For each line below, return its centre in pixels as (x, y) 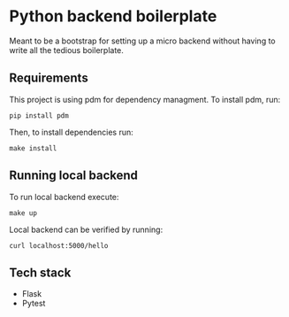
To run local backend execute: (64, 197)
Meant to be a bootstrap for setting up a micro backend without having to (142, 41)
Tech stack (40, 272)
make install (33, 148)
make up (23, 213)
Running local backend (74, 176)
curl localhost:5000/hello (59, 245)
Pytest (34, 304)
